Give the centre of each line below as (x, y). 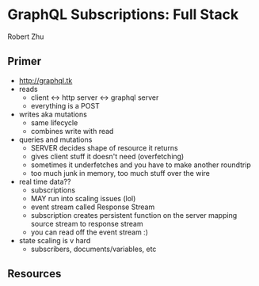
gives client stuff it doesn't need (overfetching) (107, 156)
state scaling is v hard (55, 240)
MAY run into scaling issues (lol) (83, 198)
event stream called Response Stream (93, 207)
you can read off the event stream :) (89, 232)
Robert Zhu (26, 36)
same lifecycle (54, 122)
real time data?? (45, 181)
